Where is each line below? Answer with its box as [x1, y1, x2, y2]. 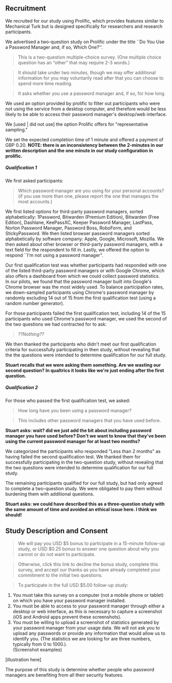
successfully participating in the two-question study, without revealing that [5, 459, 164, 465]
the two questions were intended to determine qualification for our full [5, 464, 154, 470]
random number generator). [5, 300, 64, 306]
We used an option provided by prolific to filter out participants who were [5, 100, 160, 106]
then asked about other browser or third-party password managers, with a [5, 241, 163, 247]
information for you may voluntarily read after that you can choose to [17, 74, 164, 81]
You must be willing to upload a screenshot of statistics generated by [12, 619, 159, 625]
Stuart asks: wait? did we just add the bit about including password [5, 427, 151, 433]
